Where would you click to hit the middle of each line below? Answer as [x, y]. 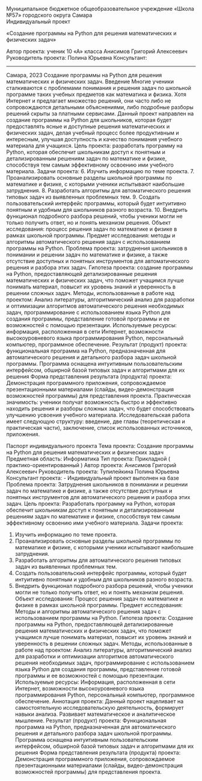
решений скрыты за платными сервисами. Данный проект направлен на [100, 113]
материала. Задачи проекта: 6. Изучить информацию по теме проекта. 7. [100, 171]
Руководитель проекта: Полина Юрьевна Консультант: [77, 58]
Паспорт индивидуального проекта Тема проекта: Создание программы [100, 446]
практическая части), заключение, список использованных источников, [99, 428]
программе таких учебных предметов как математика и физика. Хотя [96, 94]
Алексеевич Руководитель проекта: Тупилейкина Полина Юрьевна [93, 471]
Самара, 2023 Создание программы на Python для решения [84, 75]
